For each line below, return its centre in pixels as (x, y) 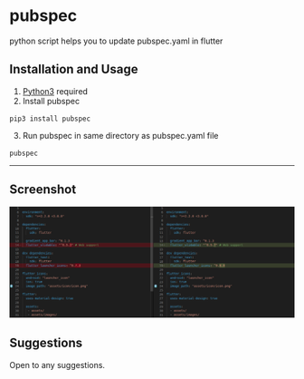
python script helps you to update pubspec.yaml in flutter (116, 41)
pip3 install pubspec (50, 119)
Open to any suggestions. (57, 364)
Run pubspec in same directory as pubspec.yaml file (120, 135)
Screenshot (43, 190)
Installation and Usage (74, 69)
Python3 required (55, 91)
